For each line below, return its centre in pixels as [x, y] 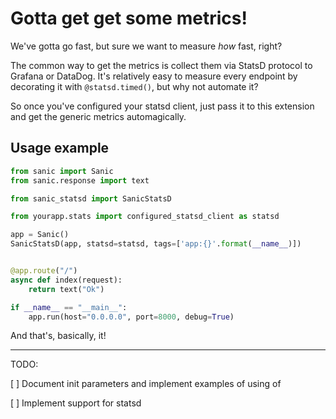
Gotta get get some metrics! [129, 18]
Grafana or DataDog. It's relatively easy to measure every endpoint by [154, 76]
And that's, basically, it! [58, 336]
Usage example [60, 148]
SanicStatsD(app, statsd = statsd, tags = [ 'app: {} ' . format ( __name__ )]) [156, 244]
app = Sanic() [40, 235]
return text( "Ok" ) [66, 289]
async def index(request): [66, 280]
